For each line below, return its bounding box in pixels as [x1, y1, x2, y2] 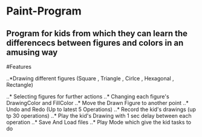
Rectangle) [6, 81, 33, 88]
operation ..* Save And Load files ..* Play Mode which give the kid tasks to [6, 119, 192, 126]
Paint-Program [6, 4, 82, 18]
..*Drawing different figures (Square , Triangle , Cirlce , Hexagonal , [6, 75, 174, 82]
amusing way [6, 47, 58, 57]
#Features [6, 63, 32, 70]
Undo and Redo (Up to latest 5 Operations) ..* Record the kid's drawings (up [6, 106, 197, 113]
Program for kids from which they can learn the [6, 28, 188, 39]
